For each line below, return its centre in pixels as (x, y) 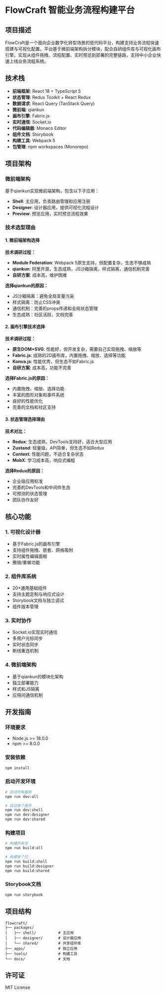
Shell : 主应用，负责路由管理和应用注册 (51, 201)
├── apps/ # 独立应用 (41, 949)
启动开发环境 (21, 782)
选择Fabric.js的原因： (27, 378)
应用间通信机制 (27, 695)
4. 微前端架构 (21, 665)
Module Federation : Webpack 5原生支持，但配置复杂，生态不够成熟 (82, 263)
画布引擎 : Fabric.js (31, 116)
